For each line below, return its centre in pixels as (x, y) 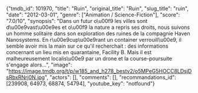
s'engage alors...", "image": (39, 65)
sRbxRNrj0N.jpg (26, 77)
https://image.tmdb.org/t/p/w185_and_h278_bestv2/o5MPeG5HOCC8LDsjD (100, 71)
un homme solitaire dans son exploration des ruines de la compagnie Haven (98, 34)
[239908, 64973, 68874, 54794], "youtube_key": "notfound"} (80, 84)
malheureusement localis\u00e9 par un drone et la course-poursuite (89, 59)
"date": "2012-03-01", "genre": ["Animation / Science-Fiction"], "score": (93, 15)
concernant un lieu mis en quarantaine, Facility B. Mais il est (79, 52)
